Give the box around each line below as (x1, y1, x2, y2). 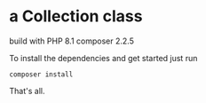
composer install (9, 69, 74, 79)
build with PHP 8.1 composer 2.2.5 (9, 36, 135, 46)
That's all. (9, 85, 45, 96)
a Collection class (9, 6, 143, 27)
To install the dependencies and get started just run (9, 52, 198, 63)
